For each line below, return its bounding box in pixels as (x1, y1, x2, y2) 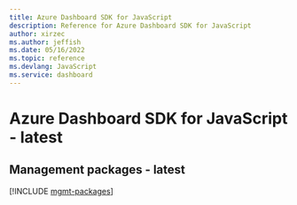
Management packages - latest (9, 163, 186, 178)
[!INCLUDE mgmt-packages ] (9, 186, 113, 196)
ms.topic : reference (9, 54, 86, 63)
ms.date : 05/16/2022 (9, 46, 86, 55)
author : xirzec (9, 29, 66, 38)
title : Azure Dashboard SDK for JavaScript (9, 12, 173, 22)
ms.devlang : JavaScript (9, 63, 98, 72)
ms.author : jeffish (9, 37, 82, 47)
